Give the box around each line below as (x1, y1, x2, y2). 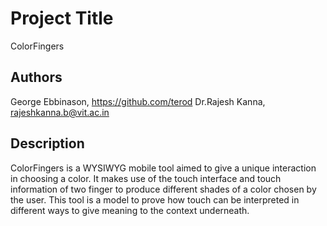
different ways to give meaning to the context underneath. (10, 204, 250, 216)
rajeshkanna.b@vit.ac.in (10, 106, 110, 118)
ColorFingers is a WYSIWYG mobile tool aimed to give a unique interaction (10, 162, 317, 174)
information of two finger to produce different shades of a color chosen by (10, 183, 317, 195)
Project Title (10, 7, 114, 30)
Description (10, 135, 85, 152)
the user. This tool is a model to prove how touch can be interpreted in (10, 193, 300, 206)
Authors (10, 69, 63, 86)
